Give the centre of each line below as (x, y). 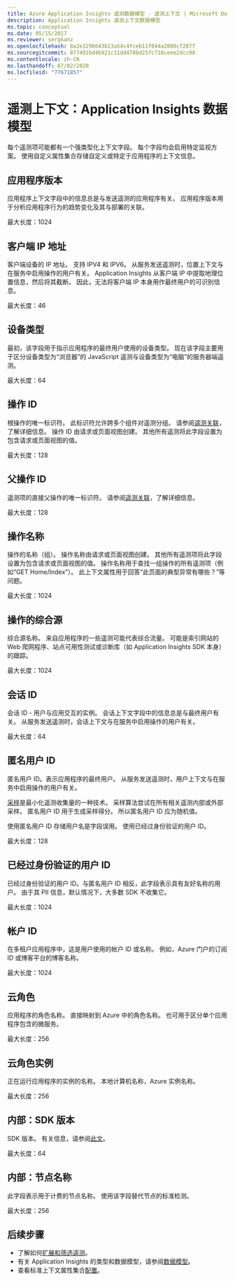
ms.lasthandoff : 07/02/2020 (48, 66)
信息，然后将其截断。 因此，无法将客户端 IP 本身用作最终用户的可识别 (114, 282)
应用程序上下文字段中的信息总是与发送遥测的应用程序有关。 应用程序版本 (112, 198)
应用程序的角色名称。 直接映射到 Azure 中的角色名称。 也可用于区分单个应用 (117, 1015)
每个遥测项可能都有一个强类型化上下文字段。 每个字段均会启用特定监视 (109, 147)
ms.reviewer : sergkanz (40, 40)
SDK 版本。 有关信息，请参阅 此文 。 (58, 1138)
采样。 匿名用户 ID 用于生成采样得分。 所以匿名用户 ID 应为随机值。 (104, 811)
